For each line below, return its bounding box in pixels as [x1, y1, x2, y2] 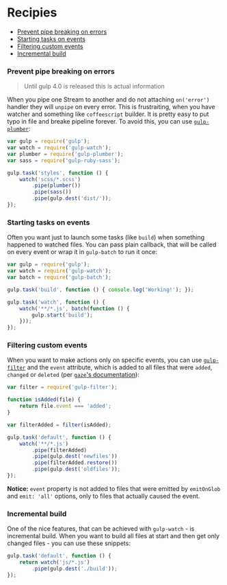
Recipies [7, 5, 57, 21]
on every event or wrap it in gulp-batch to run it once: [7, 248, 158, 256]
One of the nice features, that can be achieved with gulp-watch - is [7, 525, 195, 533]
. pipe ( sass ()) [31, 189, 72, 196]
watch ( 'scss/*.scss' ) [19, 176, 81, 183]
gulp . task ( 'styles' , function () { [7, 170, 109, 176]
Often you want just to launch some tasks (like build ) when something [7, 233, 205, 242]
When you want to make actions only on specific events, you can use [7, 356, 202, 365]
